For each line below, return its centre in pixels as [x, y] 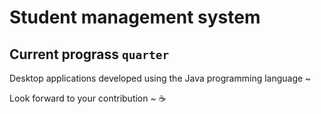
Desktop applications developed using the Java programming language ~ [160, 78]
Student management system [135, 17]
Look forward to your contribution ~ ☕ [88, 98]
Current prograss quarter [89, 54]
